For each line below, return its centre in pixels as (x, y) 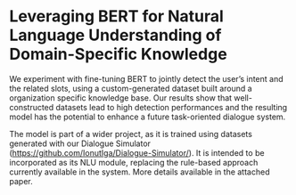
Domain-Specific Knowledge (118, 54)
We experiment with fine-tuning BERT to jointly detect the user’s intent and (146, 78)
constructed (32, 107)
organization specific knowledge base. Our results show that (121, 97)
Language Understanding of (115, 35)
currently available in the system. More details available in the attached (140, 172)
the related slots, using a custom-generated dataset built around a (131, 88)
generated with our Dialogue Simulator (80, 143)
